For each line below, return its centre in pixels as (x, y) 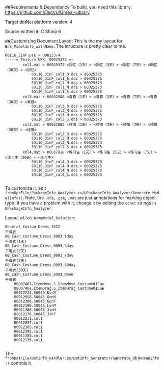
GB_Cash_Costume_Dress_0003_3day (39, 246)
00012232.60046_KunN (35, 293)
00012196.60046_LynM (35, 305)
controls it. (21, 363)
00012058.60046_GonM (35, 297)
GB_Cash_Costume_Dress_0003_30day (41, 265)
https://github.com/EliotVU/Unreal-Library (47, 12)
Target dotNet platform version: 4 (39, 22)
